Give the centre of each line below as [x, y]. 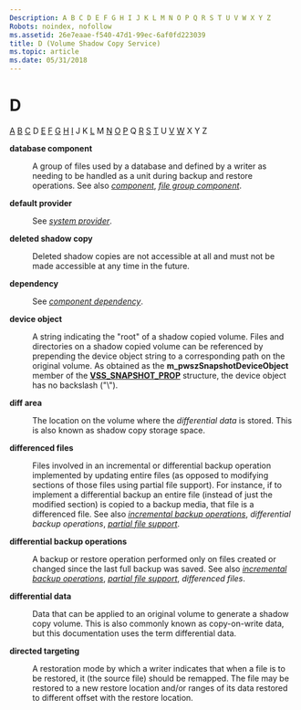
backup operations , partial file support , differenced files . [139, 578]
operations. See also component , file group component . [137, 185]
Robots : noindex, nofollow [61, 26]
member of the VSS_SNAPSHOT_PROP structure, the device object [160, 375]
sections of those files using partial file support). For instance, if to [157, 485]
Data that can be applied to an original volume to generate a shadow [161, 613]
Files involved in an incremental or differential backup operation [152, 465]
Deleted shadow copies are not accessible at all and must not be [154, 256]
